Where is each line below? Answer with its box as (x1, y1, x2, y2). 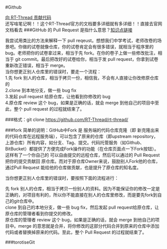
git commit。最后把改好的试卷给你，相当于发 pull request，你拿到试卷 (14, 56, 159, 62)
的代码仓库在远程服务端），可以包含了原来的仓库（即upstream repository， (5, 133, 159, 139)
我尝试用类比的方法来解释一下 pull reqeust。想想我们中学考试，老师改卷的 (5, 37, 158, 43)
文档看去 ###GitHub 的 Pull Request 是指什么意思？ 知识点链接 (5, 27, 133, 33)
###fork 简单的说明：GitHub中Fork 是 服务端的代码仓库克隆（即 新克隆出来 (5, 127, 160, 133)
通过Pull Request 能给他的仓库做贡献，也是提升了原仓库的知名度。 (5, 164, 141, 170)
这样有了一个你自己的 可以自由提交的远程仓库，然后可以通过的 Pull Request (5, 152, 160, 158)
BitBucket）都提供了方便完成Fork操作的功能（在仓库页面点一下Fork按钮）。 (5, 146, 159, 151)
